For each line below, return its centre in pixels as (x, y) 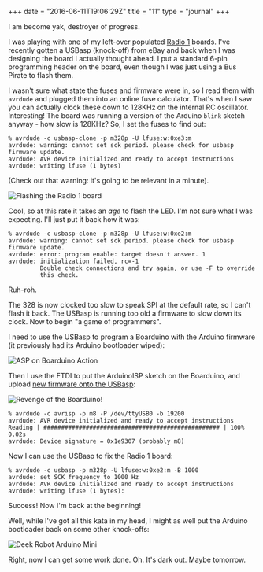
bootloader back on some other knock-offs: (79, 529)
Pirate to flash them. (41, 75)
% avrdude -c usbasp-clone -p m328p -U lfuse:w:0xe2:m (100, 234)
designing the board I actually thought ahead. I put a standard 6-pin (118, 59)
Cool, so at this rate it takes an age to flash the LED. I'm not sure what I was (131, 211)
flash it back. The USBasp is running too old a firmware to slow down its (125, 313)
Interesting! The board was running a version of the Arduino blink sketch (127, 116)
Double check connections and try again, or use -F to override (148, 268)
